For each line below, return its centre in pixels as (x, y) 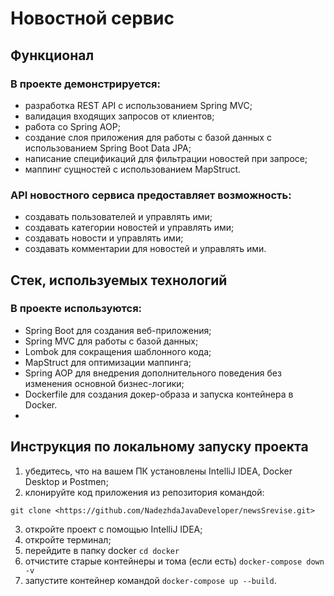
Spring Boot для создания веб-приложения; (118, 330)
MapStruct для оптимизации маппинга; (108, 362)
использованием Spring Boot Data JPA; (108, 148)
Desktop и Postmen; (66, 481)
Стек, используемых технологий (119, 280)
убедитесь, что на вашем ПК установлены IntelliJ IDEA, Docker (158, 471)
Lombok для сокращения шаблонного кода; (118, 351)
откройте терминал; (68, 539)
